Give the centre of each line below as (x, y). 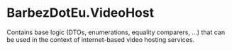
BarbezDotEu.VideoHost (80, 13)
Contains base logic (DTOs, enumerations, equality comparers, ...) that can (116, 32)
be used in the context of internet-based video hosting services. (101, 39)
